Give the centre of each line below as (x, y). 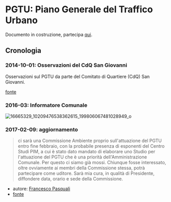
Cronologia (23, 50)
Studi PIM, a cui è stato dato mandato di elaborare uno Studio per (87, 152)
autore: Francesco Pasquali (41, 189)
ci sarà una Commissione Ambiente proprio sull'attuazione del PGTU (90, 141)
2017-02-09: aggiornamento (42, 129)
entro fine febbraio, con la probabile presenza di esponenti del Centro (91, 146)
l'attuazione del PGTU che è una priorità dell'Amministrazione (82, 157)
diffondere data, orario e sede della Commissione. (70, 179)
